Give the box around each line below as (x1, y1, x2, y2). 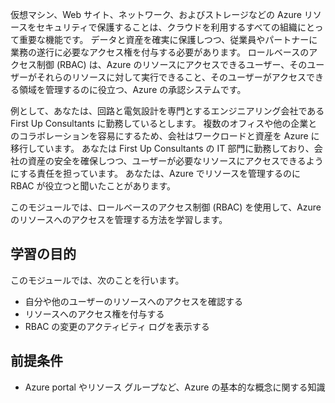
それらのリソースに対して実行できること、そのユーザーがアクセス (36, 71, 307, 83)
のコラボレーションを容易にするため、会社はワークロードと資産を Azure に (10, 130, 320, 142)
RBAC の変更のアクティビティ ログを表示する (24, 320, 210, 332)
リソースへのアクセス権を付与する (24, 308, 165, 320)
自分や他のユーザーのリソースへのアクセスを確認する (24, 295, 244, 307)
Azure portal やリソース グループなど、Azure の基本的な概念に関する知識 (24, 381, 326, 393)
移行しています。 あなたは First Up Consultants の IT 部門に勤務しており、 (10, 143, 315, 154)
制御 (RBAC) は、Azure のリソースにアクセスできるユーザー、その (36, 59, 308, 70)
